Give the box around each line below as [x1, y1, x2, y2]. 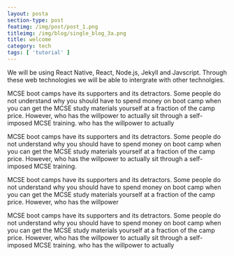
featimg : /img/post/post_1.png [7, 23, 98, 30]
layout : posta [7, 10, 49, 17]
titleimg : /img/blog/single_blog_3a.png [7, 29, 127, 37]
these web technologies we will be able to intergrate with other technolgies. [7, 75, 225, 84]
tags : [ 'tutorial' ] [7, 50, 71, 57]
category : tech [7, 43, 52, 50]
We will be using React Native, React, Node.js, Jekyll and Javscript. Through [7, 68, 227, 77]
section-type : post [7, 17, 64, 24]
